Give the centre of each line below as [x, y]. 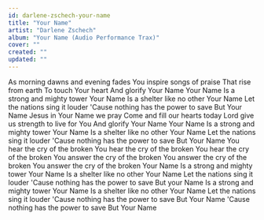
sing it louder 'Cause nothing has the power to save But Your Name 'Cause [129, 199]
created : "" [27, 52]
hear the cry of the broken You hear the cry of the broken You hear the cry [129, 149]
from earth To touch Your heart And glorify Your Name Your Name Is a [122, 90]
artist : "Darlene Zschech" [52, 30]
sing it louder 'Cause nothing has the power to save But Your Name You [124, 140]
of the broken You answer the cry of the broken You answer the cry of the [128, 157]
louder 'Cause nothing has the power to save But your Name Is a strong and [131, 182]
